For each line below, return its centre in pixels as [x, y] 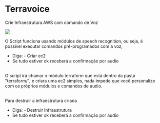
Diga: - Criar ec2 [29, 56]
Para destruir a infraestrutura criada [41, 101]
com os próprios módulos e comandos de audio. [54, 86]
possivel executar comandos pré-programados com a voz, [64, 46]
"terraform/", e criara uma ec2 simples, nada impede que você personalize [80, 81]
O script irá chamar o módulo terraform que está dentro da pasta [70, 75]
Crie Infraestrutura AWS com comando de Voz [52, 22]
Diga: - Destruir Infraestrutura [42, 110]
